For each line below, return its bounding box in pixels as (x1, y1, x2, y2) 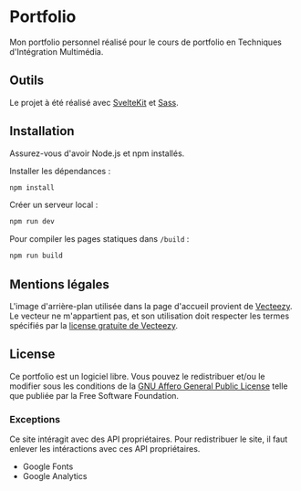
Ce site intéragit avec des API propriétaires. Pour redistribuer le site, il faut (9, 434, 288, 444)
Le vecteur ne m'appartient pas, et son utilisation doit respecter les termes (9, 310, 290, 321)
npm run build (9, 251, 64, 261)
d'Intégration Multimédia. (9, 46, 104, 57)
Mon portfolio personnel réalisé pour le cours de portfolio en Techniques (9, 37, 283, 47)
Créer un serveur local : (9, 199, 99, 211)
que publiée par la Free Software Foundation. (9, 390, 180, 401)
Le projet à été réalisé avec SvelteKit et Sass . (9, 97, 180, 108)
